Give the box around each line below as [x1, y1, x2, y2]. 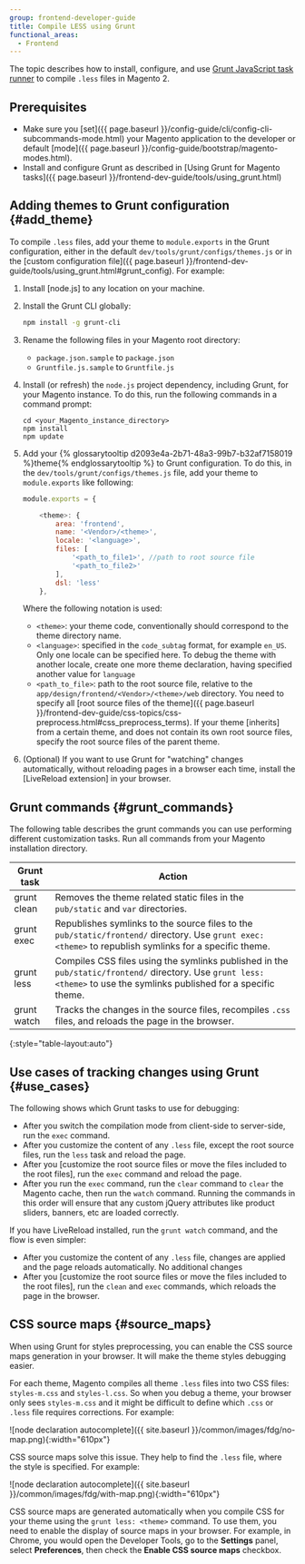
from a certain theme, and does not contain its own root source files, [35, 727, 293, 738]
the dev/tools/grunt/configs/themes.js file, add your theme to [22, 467, 259, 477]
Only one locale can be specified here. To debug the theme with [35, 650, 277, 661]
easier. [9, 1360, 34, 1371]
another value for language [35, 669, 136, 680]
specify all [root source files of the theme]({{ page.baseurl [35, 698, 255, 709]
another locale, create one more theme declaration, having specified [35, 659, 292, 670]
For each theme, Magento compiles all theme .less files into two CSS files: [9, 1377, 290, 1389]
